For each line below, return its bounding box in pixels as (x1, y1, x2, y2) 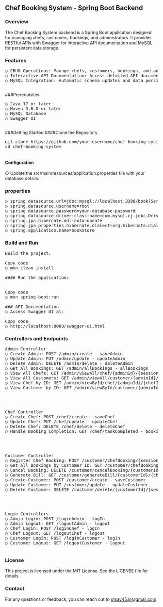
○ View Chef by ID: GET (5, 380, 62, 386)
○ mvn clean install (5, 265, 54, 271)
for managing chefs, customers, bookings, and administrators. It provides (5, 34, 152, 40)
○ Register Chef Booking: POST (5, 458, 80, 463)
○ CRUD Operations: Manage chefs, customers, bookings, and (5, 68, 151, 73)
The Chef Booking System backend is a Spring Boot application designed (5, 29, 152, 35)
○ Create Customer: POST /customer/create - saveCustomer (5, 477, 146, 483)
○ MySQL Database (5, 111, 46, 116)
